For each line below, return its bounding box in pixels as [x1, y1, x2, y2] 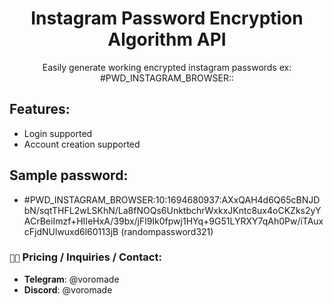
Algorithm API [107, 28, 227, 51]
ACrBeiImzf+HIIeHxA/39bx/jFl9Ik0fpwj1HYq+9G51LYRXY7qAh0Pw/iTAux [23, 215, 324, 227]
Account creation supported [23, 138, 141, 150]
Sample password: [9, 167, 129, 184]
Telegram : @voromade [23, 273, 120, 285]
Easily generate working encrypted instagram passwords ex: [42, 61, 292, 73]
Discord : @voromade [23, 283, 113, 296]
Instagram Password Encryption [30, 7, 304, 30]
